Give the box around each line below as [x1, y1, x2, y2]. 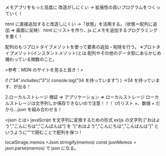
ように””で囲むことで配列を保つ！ [13, 129, 83, 135]
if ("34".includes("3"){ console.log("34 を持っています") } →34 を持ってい [5, 77, 156, 83]
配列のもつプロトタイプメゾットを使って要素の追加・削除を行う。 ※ [5, 44, 143, 50]
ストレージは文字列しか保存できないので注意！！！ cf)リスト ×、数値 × [9, 101, 155, 106]
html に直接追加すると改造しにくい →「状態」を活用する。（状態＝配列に [5, 21, 153, 27]
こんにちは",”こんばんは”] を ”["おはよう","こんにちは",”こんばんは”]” [14, 123, 154, 129]
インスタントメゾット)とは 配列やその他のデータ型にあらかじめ [33, 50, 162, 56]
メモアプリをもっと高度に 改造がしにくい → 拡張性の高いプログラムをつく [5, 4, 156, 10]
